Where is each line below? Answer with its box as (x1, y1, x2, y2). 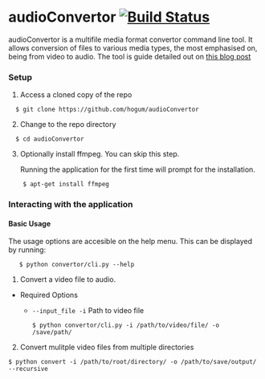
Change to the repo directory (19, 120, 116, 129)
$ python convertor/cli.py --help (18, 261, 135, 269)
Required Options (19, 290, 79, 300)
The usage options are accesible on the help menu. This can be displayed (8, 237, 253, 247)
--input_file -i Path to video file (31, 306, 145, 316)
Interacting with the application (8, 199, 133, 210)
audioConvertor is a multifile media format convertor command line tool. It (8, 35, 253, 44)
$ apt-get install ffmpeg (22, 181, 110, 189)
